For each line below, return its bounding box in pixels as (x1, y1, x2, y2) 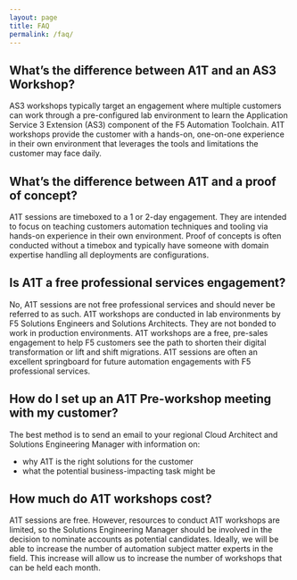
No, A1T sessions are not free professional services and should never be (9, 298, 276, 309)
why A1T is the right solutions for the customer (21, 456, 194, 467)
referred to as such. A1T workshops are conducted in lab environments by (9, 308, 281, 319)
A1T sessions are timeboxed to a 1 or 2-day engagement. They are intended (9, 212, 287, 222)
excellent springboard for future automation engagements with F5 (9, 356, 252, 366)
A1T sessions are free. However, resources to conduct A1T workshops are (9, 515, 281, 525)
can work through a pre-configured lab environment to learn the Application (9, 110, 288, 121)
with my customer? (9, 406, 119, 421)
